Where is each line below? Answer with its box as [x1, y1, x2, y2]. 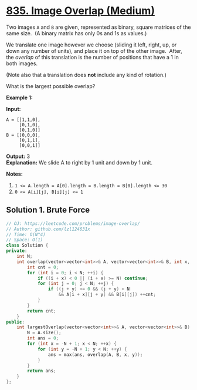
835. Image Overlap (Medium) [6, 4, 155, 18]
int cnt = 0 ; [27, 264, 59, 270]
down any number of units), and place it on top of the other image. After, [6, 47, 183, 54]
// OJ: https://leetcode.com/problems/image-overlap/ [6, 220, 141, 227]
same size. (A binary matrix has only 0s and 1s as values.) [6, 29, 147, 36]
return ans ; [27, 368, 57, 374]
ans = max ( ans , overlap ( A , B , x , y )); [47, 351, 143, 358]
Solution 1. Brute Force [6, 205, 90, 215]
